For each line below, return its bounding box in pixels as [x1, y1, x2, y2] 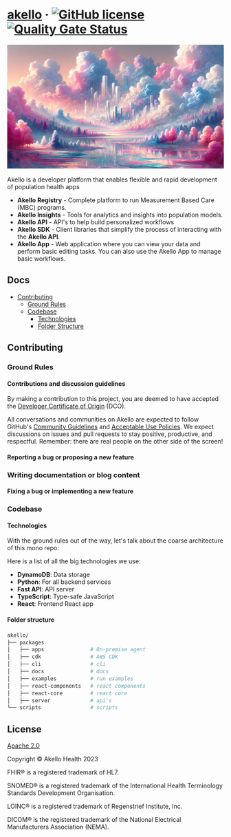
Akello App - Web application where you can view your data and [16, 239, 201, 248]
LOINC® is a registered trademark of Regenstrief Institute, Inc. [7, 802, 183, 811]
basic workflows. [16, 254, 66, 263]
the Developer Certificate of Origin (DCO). [7, 402, 126, 411]
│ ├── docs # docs [7, 668, 109, 675]
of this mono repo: [7, 544, 60, 552]
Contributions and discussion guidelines [7, 379, 126, 388]
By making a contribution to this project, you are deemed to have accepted [7, 395, 219, 403]
